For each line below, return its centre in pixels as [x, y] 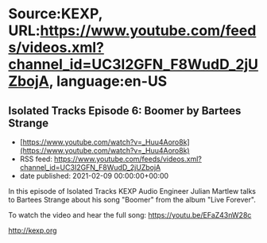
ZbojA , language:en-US [88, 81]
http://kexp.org [33, 230]
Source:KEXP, [56, 14]
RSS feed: [36, 159]
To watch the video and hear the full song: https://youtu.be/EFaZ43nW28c [130, 215]
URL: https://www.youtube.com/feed [132, 31]
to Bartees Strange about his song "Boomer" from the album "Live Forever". [132, 200]
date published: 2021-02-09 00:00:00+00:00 [94, 176]
